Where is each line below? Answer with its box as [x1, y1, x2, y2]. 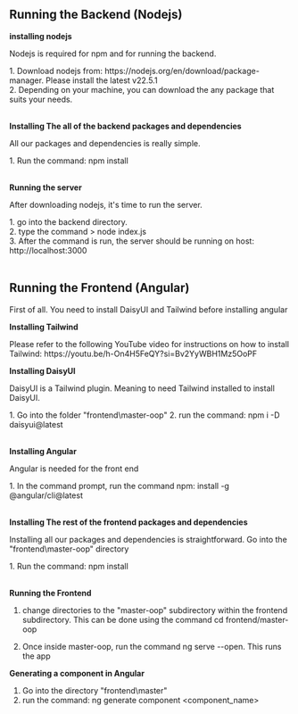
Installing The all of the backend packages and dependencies [9, 120, 243, 131]
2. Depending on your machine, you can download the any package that [9, 84, 275, 95]
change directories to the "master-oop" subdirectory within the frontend [21, 604, 288, 615]
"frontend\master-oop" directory [9, 544, 129, 554]
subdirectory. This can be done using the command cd [21, 614, 224, 625]
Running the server [9, 182, 82, 193]
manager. [9, 75, 45, 86]
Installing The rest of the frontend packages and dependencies [9, 517, 248, 527]
